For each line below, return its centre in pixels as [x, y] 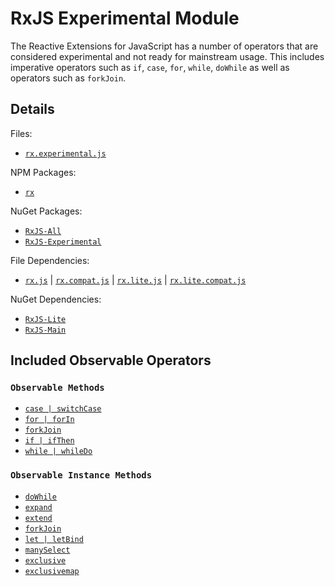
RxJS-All [43, 231]
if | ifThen [49, 441]
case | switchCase [63, 409]
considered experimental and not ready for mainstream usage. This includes [167, 56]
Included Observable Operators [111, 360]
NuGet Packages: [46, 211]
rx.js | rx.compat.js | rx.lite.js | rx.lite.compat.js [135, 279]
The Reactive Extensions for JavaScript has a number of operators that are [164, 46]
